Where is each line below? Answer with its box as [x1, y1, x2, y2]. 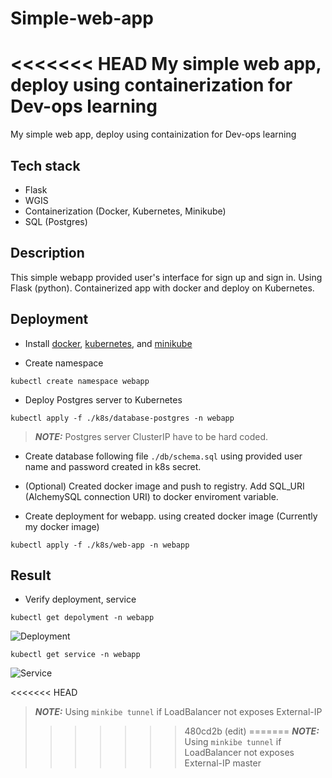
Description [10, 245, 85, 262]
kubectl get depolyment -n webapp [10, 613, 155, 623]
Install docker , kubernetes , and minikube [24, 337, 193, 349]
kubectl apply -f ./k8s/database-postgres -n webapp [10, 413, 235, 423]
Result [10, 567, 52, 584]
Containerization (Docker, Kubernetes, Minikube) [24, 205, 227, 217]
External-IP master [184, 757, 262, 769]
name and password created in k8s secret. [24, 460, 202, 472]
